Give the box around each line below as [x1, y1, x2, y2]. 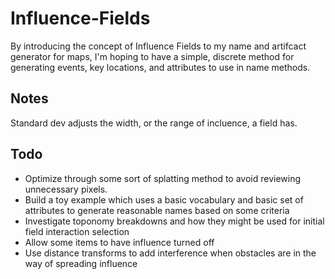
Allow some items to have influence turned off [24, 236, 215, 248]
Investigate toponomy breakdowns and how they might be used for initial [24, 215, 325, 227]
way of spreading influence [24, 257, 138, 269]
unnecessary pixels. [24, 183, 108, 195]
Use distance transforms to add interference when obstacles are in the [24, 247, 317, 259]
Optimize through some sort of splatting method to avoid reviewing [24, 172, 302, 184]
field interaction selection [24, 225, 130, 237]
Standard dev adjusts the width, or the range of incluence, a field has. [10, 117, 298, 129]
